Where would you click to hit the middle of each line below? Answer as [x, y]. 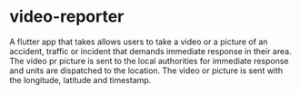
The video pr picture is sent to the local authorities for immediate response [149, 61]
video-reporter [67, 17]
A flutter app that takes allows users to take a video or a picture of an [139, 42]
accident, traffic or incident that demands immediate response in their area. [151, 51]
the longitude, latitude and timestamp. [80, 80]
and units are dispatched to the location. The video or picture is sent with [146, 70]
